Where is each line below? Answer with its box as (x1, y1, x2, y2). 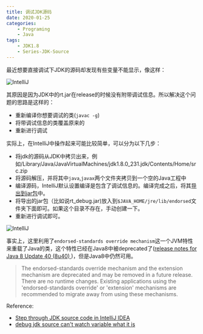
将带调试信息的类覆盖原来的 (15, 119, 85, 126)
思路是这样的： (16, 98, 55, 105)
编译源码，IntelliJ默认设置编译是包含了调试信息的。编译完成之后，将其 (15, 182, 191, 189)
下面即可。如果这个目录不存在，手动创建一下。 (26, 205, 143, 212)
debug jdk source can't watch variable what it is (15, 321, 136, 328)
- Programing (17, 26, 50, 32)
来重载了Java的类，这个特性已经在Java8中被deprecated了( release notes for (6, 244, 198, 252)
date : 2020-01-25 (6, 15, 50, 21)
